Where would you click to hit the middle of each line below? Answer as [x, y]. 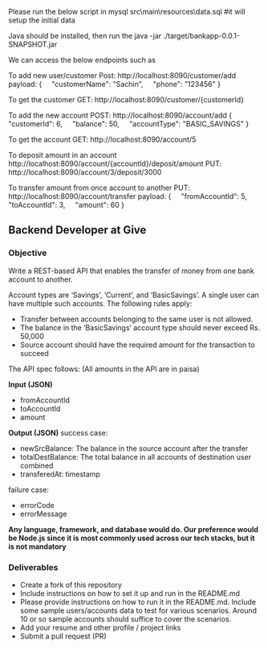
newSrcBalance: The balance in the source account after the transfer [134, 448]
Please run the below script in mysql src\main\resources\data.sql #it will [127, 12]
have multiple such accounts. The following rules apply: [100, 303]
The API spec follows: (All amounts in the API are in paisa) [104, 369]
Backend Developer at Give [77, 230]
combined [37, 465]
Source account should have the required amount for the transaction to [137, 345]
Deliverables [33, 567]
